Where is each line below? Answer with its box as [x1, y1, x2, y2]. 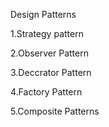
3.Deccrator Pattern [10, 67, 92, 78]
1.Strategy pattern [10, 28, 84, 39]
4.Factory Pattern [10, 86, 83, 98]
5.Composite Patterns [10, 105, 100, 117]
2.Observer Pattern [10, 47, 89, 59]
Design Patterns [10, 9, 77, 20]
